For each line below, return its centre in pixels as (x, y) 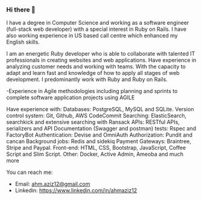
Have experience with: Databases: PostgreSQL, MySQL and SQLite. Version (100, 109)
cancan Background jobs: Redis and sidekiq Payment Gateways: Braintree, (99, 141)
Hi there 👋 (21, 10)
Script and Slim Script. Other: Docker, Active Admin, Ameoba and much (95, 154)
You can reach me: (30, 172)
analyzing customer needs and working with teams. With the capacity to (96, 66)
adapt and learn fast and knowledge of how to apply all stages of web (93, 73)
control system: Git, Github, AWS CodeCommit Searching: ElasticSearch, (96, 116)
